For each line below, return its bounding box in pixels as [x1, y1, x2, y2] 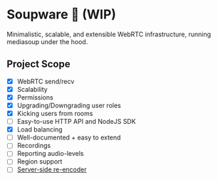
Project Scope [6, 58, 71, 70]
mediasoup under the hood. [6, 37, 88, 46]
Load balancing [16, 125, 63, 134]
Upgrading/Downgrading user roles [16, 101, 122, 110]
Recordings [16, 142, 51, 150]
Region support [16, 157, 63, 166]
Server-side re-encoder [16, 165, 87, 174]
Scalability [16, 85, 48, 93]
